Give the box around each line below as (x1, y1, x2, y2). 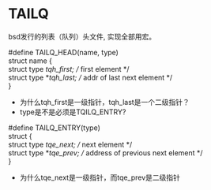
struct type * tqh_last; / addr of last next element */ (8, 73, 173, 82)
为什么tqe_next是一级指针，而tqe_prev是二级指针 (19, 173, 180, 182)
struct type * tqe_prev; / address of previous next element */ (8, 147, 203, 158)
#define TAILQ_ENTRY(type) (8, 123, 101, 132)
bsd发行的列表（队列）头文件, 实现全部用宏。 (8, 32, 156, 41)
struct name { (8, 56, 53, 65)
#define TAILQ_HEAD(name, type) (8, 47, 119, 57)
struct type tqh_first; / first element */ (8, 64, 130, 73)
